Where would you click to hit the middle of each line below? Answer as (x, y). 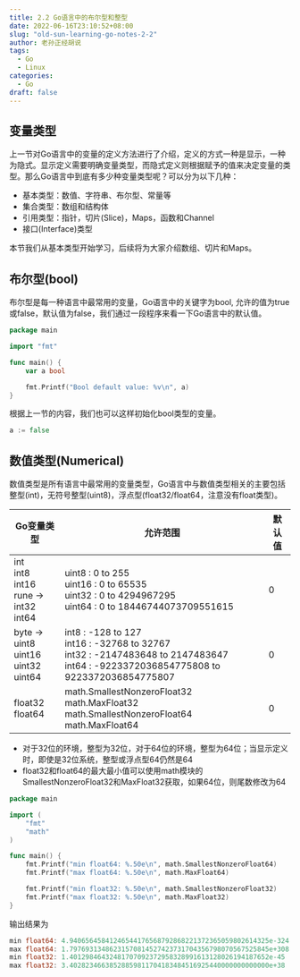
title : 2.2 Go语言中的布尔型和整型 (68, 17)
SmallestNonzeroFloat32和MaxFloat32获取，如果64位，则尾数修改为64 (154, 782)
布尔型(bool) (44, 279)
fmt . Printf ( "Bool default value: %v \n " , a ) (108, 387)
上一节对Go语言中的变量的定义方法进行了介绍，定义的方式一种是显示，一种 (147, 154)
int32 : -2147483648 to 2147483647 (147, 655)
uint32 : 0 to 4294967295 (121, 596)
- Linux (32, 68)
